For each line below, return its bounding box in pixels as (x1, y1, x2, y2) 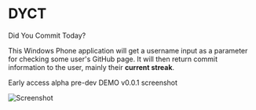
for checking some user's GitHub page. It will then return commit (8, 54, 218, 64)
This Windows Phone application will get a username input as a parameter (8, 46, 248, 55)
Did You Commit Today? (8, 31, 86, 40)
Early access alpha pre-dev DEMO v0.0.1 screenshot (8, 78, 178, 87)
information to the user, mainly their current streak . (8, 62, 175, 71)
